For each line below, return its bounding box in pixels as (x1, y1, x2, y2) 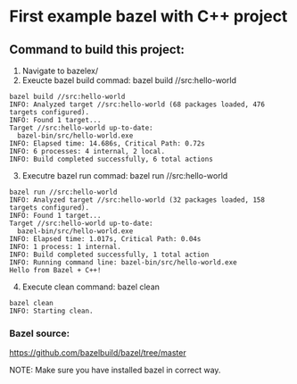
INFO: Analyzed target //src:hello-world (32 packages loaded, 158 (9, 196, 266, 205)
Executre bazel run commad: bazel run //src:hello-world (21, 171, 228, 180)
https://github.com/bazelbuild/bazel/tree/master (9, 347, 186, 358)
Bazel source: (9, 327, 70, 339)
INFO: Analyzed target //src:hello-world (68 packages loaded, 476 (9, 100, 266, 109)
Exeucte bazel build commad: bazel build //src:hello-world (21, 75, 236, 86)
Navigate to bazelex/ (21, 65, 99, 76)
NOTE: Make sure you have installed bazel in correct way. (9, 364, 221, 376)
